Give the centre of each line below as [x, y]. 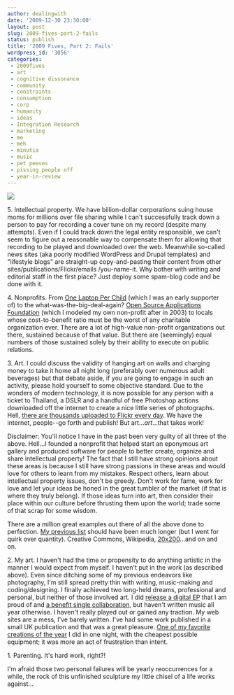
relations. [21, 349]
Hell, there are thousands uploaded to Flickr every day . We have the [105, 415]
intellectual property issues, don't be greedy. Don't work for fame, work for [115, 481]
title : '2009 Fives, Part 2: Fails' [60, 46]
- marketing [28, 131]
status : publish [31, 40]
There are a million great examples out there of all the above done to [106, 524]
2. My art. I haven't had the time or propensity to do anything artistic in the [114, 560]
